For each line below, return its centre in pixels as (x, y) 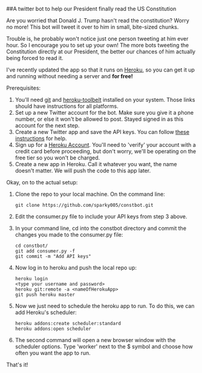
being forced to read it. (35, 58)
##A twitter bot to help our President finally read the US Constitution (91, 9)
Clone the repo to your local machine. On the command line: (90, 194)
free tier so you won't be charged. (57, 158)
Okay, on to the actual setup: (42, 182)
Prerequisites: (24, 88)
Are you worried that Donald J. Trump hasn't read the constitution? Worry (98, 20)
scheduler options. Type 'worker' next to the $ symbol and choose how (104, 346)
